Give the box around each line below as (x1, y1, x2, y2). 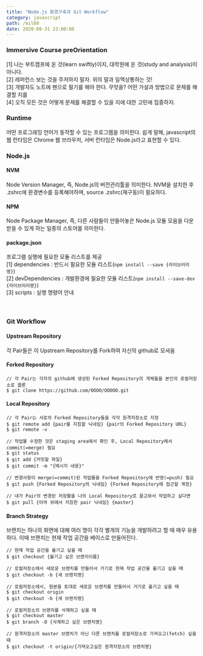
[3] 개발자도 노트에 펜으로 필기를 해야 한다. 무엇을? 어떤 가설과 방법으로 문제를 (6, 83, 191, 91)
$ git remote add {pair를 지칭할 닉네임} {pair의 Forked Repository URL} (6, 421, 187, 427)
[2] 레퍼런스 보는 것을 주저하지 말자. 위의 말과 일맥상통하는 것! (6, 75, 153, 83)
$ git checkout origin (6, 589, 64, 595)
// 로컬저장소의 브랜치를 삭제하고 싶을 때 (6, 607, 97, 613)
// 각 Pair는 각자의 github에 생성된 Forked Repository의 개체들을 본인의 (6, 375, 178, 381)
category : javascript (6, 15, 61, 21)
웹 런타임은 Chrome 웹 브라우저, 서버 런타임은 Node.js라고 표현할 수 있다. (6, 136, 181, 143)
